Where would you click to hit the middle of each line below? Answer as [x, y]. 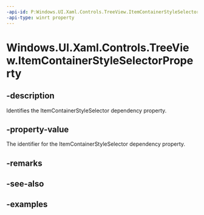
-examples [27, 204]
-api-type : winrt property [40, 18]
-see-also [25, 184]
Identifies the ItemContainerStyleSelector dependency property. [87, 111]
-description [30, 96]
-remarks [24, 163]
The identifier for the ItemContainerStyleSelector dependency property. [96, 144]
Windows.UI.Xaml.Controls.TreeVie [98, 48]
